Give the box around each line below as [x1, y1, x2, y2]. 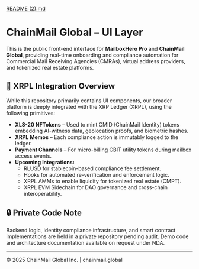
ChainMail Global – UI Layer [6, 26, 143, 39]
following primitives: [6, 109, 55, 116]
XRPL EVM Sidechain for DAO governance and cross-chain [23, 183, 168, 191]
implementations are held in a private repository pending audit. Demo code [6, 233, 189, 240]
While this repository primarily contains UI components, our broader [6, 97, 172, 104]
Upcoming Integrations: [14, 158, 75, 166]
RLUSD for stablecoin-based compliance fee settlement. [23, 165, 162, 172]
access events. [14, 152, 52, 159]
